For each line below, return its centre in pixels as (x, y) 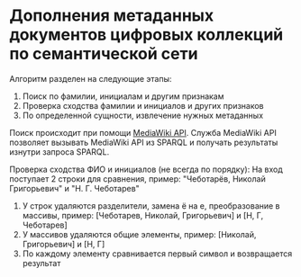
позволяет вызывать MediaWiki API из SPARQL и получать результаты (144, 142)
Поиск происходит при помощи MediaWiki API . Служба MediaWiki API (143, 132)
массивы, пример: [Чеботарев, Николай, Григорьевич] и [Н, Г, (143, 215)
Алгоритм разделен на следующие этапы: (91, 78)
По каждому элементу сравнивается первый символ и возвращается (157, 254)
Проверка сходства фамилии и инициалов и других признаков (143, 105)
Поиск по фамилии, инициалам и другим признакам (123, 96)
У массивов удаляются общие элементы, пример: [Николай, (139, 234)
